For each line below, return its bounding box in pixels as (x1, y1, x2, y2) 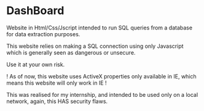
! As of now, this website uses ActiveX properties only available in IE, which (6, 72, 197, 80)
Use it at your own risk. (6, 61, 65, 68)
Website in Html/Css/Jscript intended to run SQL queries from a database (6, 24, 192, 31)
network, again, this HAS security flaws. (6, 98, 108, 105)
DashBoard (6, 4, 65, 18)
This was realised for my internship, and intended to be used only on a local (6, 91, 198, 98)
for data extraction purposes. (6, 30, 80, 37)
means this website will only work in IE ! (6, 79, 107, 86)
